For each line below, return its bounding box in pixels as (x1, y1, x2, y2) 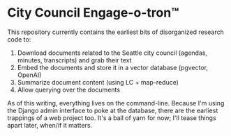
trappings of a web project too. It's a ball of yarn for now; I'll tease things (7, 113, 216, 122)
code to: (7, 35, 31, 43)
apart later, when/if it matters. (7, 121, 93, 129)
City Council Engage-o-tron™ (7, 5, 179, 21)
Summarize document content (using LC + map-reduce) (17, 78, 179, 86)
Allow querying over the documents (17, 85, 121, 94)
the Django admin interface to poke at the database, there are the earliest (7, 106, 218, 114)
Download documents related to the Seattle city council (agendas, (17, 49, 208, 57)
